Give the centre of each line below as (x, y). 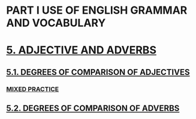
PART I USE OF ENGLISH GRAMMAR (97, 10)
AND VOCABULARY (56, 23)
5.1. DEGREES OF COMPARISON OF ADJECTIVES (98, 72)
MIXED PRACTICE (33, 89)
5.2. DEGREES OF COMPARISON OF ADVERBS (93, 109)
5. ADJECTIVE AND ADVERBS (82, 50)
